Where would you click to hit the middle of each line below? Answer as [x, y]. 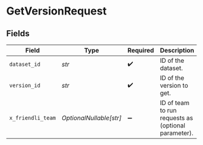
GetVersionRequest [56, 11]
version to [174, 85]
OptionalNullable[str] [92, 118]
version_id [25, 85]
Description [177, 50]
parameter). [177, 133]
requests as [176, 118]
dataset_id [25, 64]
